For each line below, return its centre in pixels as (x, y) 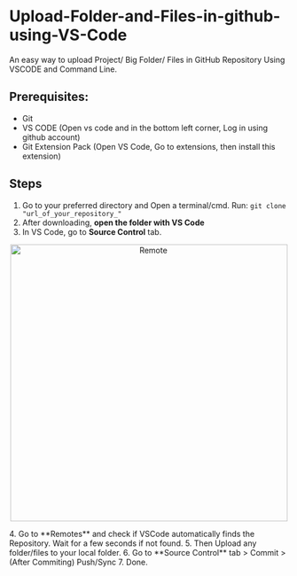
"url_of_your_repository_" (72, 214)
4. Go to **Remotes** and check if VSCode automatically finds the (132, 533)
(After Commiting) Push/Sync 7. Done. (78, 562)
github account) (51, 137)
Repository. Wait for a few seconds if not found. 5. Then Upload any (133, 543)
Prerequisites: (49, 97)
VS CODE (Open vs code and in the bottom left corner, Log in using (145, 128)
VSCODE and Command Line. (63, 69)
